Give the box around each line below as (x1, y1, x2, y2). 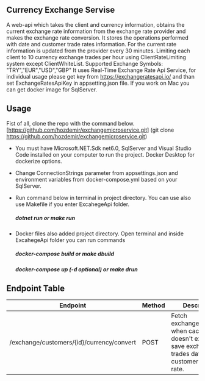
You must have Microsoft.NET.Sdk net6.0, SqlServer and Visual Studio (15, 144, 192, 152)
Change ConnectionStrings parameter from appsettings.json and (15, 169, 178, 176)
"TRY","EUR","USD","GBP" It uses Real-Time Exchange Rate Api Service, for (6, 66, 196, 74)
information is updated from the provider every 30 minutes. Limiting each (6, 47, 190, 54)
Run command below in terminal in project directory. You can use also (15, 194, 191, 201)
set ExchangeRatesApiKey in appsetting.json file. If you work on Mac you (6, 79, 190, 87)
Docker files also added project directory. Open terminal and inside (15, 230, 184, 237)
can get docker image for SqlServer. (6, 85, 98, 93)
